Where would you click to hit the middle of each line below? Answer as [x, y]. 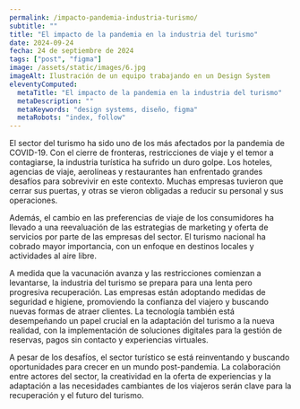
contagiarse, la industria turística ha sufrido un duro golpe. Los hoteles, [141, 162]
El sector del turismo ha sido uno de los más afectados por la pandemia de [147, 144]
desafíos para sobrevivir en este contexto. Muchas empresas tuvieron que [146, 181]
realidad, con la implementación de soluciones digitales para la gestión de [146, 331]
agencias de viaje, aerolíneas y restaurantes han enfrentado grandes [136, 172]
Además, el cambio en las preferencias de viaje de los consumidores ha [142, 218]
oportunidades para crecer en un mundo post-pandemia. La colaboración [145, 367]
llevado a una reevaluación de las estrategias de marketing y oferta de [139, 227]
